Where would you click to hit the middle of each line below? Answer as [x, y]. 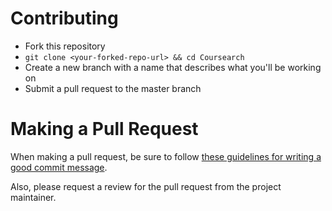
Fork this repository [65, 46]
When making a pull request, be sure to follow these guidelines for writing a [166, 156]
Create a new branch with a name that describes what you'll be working [173, 67]
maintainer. [33, 197]
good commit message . [59, 167]
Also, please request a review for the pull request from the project [146, 186]
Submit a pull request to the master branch [113, 88]
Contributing [64, 18]
